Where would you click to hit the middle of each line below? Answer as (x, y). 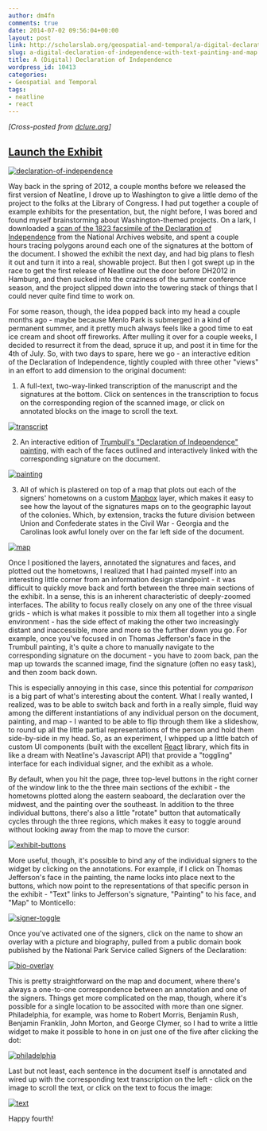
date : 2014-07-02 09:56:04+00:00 (64, 30)
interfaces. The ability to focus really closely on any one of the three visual (130, 604)
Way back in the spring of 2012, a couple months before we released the (127, 186)
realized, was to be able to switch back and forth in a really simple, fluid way (133, 704)
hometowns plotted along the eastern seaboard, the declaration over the (127, 796)
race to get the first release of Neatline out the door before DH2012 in (122, 270)
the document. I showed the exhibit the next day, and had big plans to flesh (131, 253)
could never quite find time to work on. (72, 295)
